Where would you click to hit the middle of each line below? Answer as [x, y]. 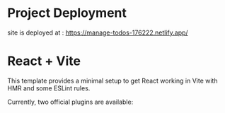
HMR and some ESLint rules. [49, 88]
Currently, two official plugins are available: [70, 102]
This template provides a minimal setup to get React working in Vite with [112, 81]
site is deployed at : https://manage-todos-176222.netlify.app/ [98, 32]
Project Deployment [67, 13]
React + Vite [44, 61]
